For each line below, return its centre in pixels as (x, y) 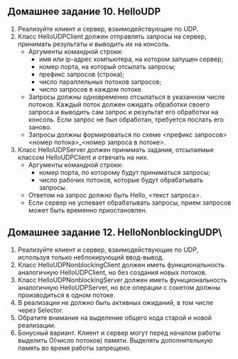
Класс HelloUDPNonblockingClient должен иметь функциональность (121, 264)
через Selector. (40, 310)
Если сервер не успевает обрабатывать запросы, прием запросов (130, 203)
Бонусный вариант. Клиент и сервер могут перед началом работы (119, 333)
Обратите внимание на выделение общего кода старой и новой (114, 317)
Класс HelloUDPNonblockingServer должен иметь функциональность (122, 279)
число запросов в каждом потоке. (91, 89)
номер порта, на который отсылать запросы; (107, 66)
